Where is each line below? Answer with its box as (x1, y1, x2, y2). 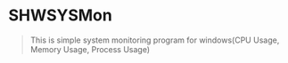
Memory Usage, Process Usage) (29, 43, 151, 54)
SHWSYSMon (8, 5, 112, 26)
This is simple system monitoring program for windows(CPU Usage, (29, 35, 280, 45)
